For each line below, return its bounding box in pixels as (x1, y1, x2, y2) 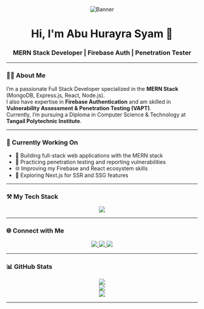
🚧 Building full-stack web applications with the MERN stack (15, 152, 163, 159)
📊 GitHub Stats (6, 262, 53, 271)
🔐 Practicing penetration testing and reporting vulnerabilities (15, 158, 166, 166)
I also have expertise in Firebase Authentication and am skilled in (6, 98, 171, 105)
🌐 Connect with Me (6, 227, 65, 235)
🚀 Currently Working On (6, 138, 78, 147)
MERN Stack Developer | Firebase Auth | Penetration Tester (13, 48, 191, 57)
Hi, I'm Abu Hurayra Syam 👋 (31, 27, 173, 41)
